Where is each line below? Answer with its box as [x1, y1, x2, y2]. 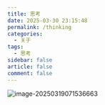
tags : [7, 43, 24, 50]
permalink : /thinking [7, 23, 72, 31]
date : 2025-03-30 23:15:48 [7, 17, 88, 24]
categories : [7, 30, 43, 38]
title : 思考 [7, 10, 41, 18]
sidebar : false [7, 57, 53, 64]
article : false [7, 63, 53, 70]
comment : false [7, 70, 53, 77]
